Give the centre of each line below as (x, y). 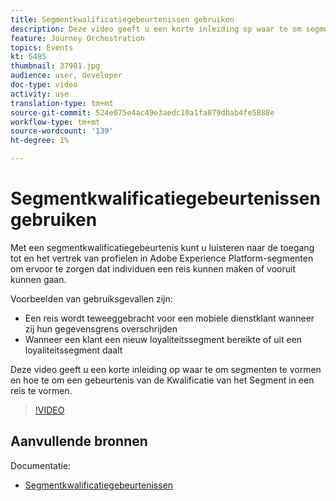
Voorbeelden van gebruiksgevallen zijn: (91, 298)
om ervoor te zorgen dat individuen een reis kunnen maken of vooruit (153, 268)
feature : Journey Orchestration (77, 38)
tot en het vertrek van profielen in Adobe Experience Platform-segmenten (162, 258)
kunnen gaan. (38, 279)
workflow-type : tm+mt (55, 122)
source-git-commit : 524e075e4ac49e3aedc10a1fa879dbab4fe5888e (142, 112)
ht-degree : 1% (40, 141)
